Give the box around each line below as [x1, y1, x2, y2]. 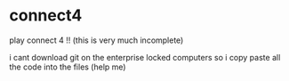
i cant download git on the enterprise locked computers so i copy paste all [9, 52, 281, 62]
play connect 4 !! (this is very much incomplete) [9, 35, 184, 45]
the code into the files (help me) [9, 61, 126, 72]
